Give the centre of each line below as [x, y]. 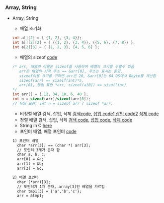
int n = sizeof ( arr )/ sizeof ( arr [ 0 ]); [51, 99]
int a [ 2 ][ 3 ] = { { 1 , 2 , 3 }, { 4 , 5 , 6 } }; [56, 47]
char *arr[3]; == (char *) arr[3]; [54, 145]
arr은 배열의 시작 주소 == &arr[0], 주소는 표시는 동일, [71, 71]
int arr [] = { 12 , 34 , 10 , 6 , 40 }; [50, 94]
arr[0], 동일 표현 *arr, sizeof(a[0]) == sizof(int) [73, 85]
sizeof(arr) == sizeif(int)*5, [51, 80]
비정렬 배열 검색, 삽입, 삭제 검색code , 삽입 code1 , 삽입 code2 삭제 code [89, 114]
